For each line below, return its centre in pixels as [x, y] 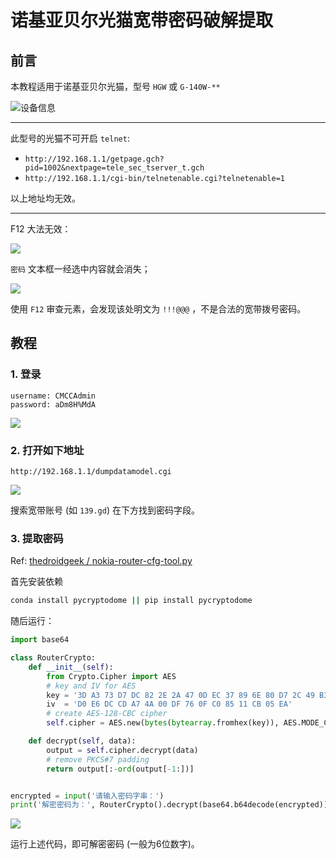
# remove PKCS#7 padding [98, 759]
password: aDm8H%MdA [53, 404]
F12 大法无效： [41, 229]
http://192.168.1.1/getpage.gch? [94, 159]
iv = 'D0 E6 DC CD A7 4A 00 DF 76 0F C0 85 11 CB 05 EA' [169, 704]
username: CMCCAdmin [53, 396]
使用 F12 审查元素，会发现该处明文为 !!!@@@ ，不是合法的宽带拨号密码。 [158, 309]
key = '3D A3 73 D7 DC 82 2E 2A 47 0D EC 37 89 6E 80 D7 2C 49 [180, 695]
